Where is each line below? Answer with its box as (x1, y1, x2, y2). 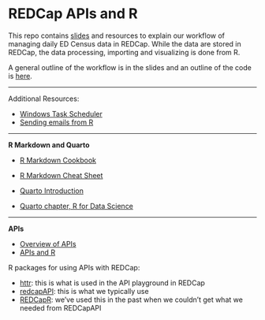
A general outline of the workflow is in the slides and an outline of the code (8, 62, 252, 72)
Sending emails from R (19, 117, 94, 127)
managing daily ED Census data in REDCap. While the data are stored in (8, 39, 242, 48)
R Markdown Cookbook (19, 155, 97, 165)
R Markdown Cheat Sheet (19, 170, 103, 180)
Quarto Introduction (19, 186, 84, 195)
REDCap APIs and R (8, 5, 138, 23)
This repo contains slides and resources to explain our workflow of (8, 31, 226, 40)
